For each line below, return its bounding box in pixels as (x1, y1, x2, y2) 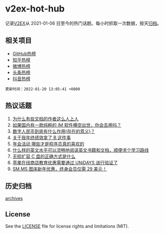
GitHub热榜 (12, 51, 36, 57)
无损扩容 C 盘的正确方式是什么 (12, 153, 76, 159)
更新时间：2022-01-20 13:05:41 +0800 (5, 86, 80, 92)
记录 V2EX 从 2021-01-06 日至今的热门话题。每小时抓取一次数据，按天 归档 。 (5, 20, 162, 26)
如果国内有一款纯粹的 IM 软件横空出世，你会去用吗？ (12, 122, 122, 128)
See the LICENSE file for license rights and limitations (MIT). (5, 223, 129, 229)
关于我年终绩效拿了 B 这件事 (12, 134, 71, 140)
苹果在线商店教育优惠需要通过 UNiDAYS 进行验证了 (12, 159, 118, 165)
